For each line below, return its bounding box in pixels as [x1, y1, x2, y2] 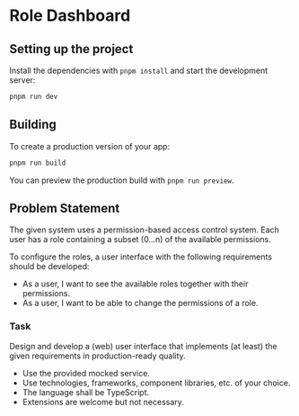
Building [9, 117, 57, 132]
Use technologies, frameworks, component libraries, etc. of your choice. [22, 377, 291, 388]
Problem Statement [9, 200, 120, 216]
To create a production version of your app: [9, 140, 171, 151]
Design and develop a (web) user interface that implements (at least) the [9, 340, 277, 351]
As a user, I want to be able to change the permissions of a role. [22, 298, 259, 309]
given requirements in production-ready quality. [9, 350, 186, 361]
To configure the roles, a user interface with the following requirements [9, 251, 272, 262]
